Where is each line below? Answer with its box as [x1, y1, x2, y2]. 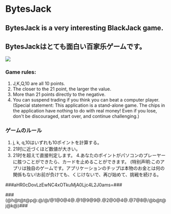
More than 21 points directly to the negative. [12, 91, 106, 98]
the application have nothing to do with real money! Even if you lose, [12, 107, 157, 113]
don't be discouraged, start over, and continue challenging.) [12, 113, 140, 119]
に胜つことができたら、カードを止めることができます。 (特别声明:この [12, 159, 160, 165]
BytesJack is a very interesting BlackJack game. [5, 24, 164, 32]
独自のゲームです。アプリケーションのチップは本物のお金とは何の [26, 165, 165, 171]
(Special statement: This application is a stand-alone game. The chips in [12, 102, 165, 108]
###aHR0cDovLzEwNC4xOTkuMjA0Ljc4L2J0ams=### [5, 182, 122, 188]
